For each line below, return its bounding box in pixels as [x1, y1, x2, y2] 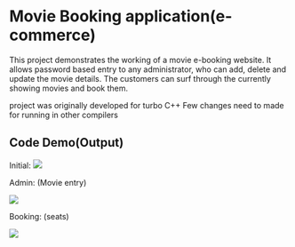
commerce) [9, 25, 96, 45]
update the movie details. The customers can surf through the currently [9, 73, 271, 84]
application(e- [124, 6, 233, 27]
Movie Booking [9, 6, 123, 27]
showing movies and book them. [9, 83, 129, 93]
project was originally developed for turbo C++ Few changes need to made [9, 100, 284, 110]
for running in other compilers [9, 109, 118, 120]
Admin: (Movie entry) [9, 177, 87, 187]
